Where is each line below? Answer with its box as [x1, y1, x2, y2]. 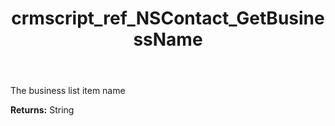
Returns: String [10, 104, 75, 116]
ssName [133, 28, 203, 51]
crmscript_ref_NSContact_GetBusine [11, 7, 325, 30]
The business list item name [10, 85, 126, 97]
